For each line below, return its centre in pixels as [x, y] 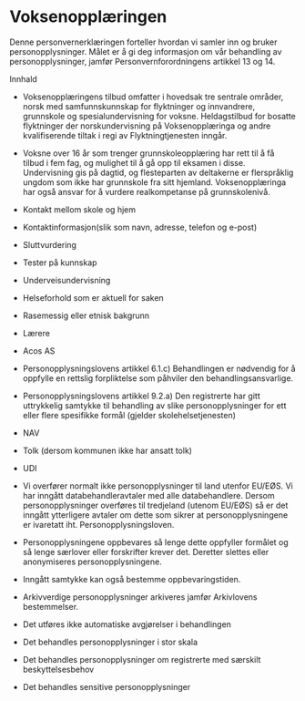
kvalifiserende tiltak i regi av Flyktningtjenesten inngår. [125, 135]
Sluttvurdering [50, 244]
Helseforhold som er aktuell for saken [93, 297]
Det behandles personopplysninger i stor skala [110, 642]
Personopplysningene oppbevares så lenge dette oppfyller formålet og [155, 542]
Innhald [24, 78]
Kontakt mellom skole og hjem [79, 209]
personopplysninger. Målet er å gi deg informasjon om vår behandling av [146, 51]
